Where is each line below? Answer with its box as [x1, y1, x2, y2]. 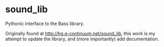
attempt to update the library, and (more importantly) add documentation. [5, 36, 159, 42]
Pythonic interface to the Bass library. [5, 20, 85, 27]
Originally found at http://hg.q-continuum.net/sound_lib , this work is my [5, 30, 155, 36]
